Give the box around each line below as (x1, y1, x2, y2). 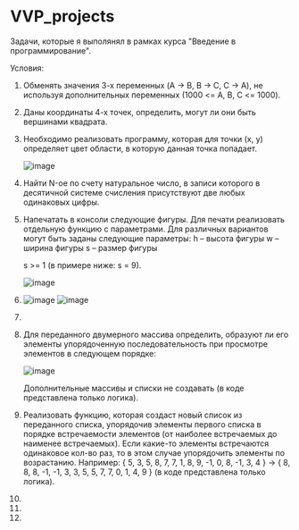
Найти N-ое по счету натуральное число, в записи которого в (22, 177, 261, 189)
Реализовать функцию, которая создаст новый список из (22, 409, 243, 420)
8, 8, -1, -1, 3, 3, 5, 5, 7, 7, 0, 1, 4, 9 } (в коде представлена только (22, 467, 266, 477)
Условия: (10, 63, 45, 73)
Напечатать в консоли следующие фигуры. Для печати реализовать (22, 214, 285, 224)
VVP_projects (10, 6, 115, 27)
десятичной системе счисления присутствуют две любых (22, 187, 245, 198)
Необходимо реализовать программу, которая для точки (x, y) (22, 133, 264, 144)
